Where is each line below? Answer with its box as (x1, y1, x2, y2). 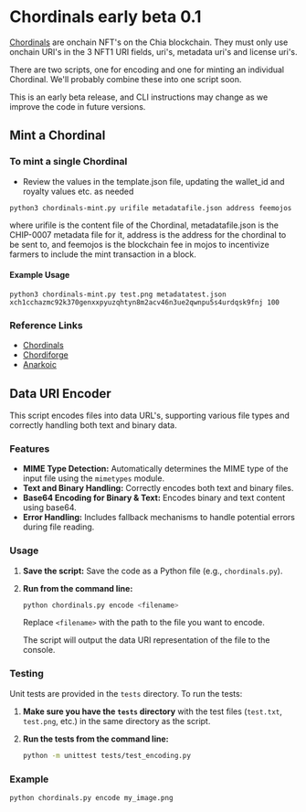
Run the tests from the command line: (22, 733, 169, 744)
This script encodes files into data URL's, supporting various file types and (9, 410, 290, 421)
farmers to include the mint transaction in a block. (9, 249, 196, 260)
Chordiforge (22, 349, 69, 360)
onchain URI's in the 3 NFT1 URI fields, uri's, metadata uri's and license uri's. (9, 46, 299, 57)
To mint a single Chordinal (9, 155, 128, 168)
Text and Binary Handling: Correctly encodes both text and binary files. (22, 483, 294, 494)
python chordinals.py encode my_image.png (9, 793, 174, 802)
